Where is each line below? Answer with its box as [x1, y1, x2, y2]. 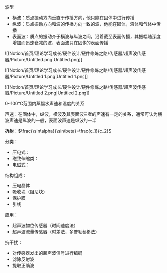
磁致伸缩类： [12, 156, 39, 161]
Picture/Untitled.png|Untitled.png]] [11, 57, 83, 62]
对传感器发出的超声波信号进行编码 [12, 250, 83, 256]
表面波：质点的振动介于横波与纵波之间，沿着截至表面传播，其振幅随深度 [12, 34, 161, 39]
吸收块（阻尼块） [12, 189, 48, 195]
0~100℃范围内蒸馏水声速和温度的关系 [5, 101, 84, 106]
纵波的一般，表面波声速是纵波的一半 [22, 117, 97, 123]
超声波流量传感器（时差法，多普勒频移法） [12, 229, 100, 235]
